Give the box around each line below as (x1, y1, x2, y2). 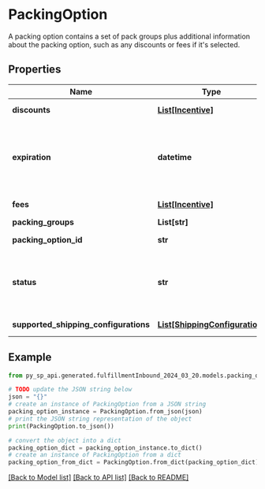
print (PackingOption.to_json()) (8, 422, 114, 430)
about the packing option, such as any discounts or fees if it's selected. (8, 39, 241, 49)
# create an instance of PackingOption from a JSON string (8, 400, 207, 409)
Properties (8, 63, 62, 76)
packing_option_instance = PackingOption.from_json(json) (8, 408, 203, 416)
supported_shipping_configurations (12, 319, 151, 330)
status (12, 276, 37, 287)
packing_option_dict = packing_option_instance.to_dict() (8, 443, 203, 452)
